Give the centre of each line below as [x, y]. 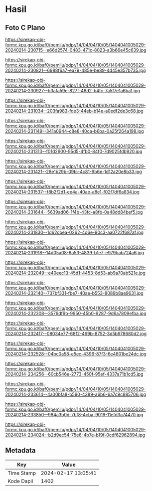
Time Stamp [22, 473]
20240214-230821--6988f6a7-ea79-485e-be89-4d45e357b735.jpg [76, 70]
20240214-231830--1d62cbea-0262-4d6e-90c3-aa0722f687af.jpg [74, 232]
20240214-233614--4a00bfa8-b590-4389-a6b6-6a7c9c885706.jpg [76, 394]
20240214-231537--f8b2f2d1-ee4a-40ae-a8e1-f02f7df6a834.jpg [72, 192]
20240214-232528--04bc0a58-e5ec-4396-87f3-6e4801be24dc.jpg [76, 354]
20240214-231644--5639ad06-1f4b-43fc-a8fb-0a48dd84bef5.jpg [74, 212]
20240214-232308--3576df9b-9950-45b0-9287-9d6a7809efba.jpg [76, 313]
